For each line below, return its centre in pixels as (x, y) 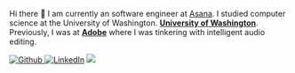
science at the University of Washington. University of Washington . (134, 23)
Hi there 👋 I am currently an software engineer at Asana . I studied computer (147, 14)
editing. (23, 41)
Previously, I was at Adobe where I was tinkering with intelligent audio (137, 32)
